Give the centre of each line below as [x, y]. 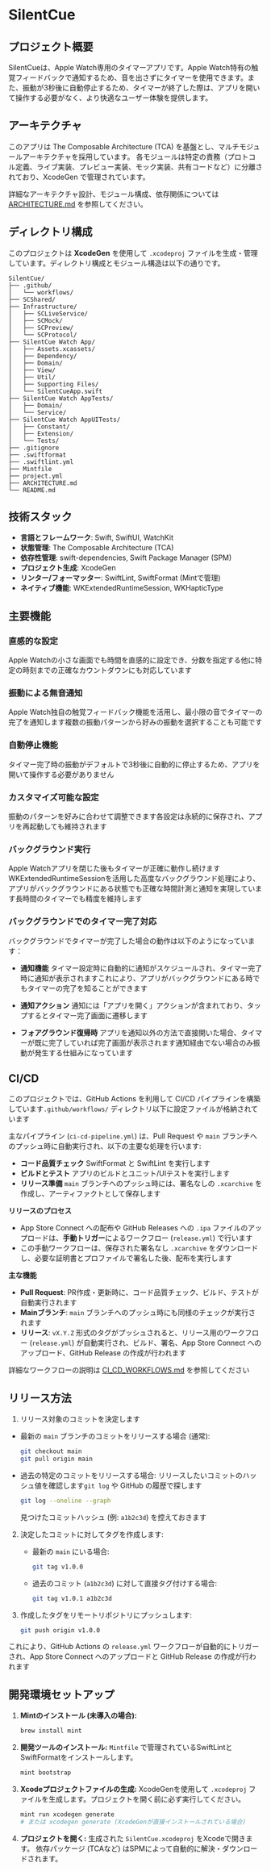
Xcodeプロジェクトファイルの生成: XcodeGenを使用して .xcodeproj [133, 1790]
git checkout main [51, 1451]
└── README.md [32, 490]
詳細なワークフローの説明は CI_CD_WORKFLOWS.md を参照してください [129, 1370]
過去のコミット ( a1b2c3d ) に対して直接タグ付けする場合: [125, 1583]
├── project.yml [35, 476]
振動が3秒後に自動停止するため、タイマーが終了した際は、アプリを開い [141, 88]
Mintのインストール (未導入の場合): [78, 1715]
